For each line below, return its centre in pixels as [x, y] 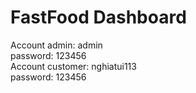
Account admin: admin [56, 45]
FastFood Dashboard [98, 17]
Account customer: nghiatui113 [73, 66]
